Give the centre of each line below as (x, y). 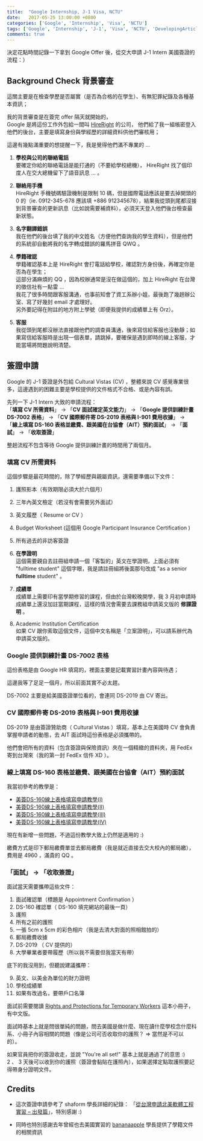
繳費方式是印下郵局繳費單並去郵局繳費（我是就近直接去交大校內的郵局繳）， (101, 847)
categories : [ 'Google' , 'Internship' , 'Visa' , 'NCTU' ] (77, 23)
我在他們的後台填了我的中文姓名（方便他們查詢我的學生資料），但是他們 (104, 236)
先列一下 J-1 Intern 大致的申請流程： (52, 402)
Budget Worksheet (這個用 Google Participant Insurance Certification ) (103, 528)
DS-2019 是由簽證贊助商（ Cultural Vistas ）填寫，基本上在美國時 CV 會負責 (101, 727)
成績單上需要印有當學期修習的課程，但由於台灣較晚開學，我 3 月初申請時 (106, 596)
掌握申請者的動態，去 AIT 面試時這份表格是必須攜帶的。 (76, 734)
